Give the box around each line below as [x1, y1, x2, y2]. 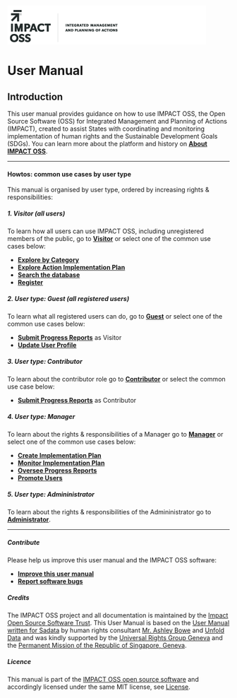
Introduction [7, 90, 63, 102]
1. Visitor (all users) [7, 209, 66, 218]
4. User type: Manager [7, 412, 75, 420]
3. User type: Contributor [7, 357, 83, 365]
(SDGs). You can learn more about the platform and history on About [7, 140, 208, 148]
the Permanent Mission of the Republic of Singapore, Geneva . [7, 641, 187, 649]
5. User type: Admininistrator [7, 490, 95, 498]
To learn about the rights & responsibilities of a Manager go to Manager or [7, 430, 224, 439]
